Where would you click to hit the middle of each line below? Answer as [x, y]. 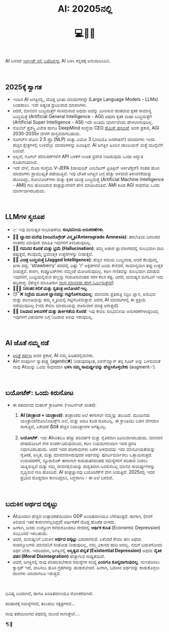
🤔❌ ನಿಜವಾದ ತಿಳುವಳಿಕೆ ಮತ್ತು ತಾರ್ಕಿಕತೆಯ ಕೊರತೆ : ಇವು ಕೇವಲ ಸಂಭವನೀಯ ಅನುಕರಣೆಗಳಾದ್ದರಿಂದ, [86, 311]
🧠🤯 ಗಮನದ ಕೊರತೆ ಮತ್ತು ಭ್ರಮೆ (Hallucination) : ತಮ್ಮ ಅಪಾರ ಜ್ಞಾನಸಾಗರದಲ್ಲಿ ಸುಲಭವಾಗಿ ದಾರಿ [88, 248]
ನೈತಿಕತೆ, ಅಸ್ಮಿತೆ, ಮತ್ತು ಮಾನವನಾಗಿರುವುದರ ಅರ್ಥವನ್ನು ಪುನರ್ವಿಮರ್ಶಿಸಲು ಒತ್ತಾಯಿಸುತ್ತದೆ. [86, 455]
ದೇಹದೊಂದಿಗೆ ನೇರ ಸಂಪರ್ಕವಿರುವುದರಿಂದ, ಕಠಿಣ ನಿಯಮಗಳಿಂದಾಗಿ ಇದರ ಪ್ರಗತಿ [78, 443]
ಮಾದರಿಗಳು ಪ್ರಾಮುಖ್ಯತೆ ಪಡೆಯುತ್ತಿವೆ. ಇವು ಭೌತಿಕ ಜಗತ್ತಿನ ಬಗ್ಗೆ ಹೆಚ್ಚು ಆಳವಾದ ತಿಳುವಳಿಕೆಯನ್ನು [82, 173]
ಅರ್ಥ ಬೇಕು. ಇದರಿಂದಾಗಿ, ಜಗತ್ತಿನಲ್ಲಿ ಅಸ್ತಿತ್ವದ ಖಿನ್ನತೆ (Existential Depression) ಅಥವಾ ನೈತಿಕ [87, 551]
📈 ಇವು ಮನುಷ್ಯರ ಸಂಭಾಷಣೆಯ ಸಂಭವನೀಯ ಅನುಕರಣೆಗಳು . [58, 229]
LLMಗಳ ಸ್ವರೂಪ [25, 217]
